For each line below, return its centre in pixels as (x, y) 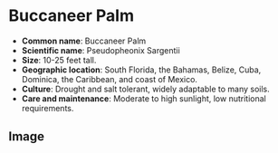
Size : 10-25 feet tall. (59, 60)
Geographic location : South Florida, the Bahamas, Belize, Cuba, (141, 70)
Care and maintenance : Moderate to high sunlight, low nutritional (144, 98)
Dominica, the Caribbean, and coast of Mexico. (110, 79)
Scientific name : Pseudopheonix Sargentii (101, 50)
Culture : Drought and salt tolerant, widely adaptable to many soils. (145, 89)
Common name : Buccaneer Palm (84, 41)
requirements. (48, 108)
